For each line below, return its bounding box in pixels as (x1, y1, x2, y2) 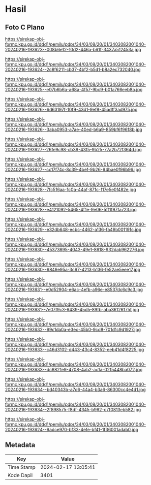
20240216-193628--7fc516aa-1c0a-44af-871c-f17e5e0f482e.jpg (5, 187, 136, 193)
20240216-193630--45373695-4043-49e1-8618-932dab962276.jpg (5, 247, 145, 252)
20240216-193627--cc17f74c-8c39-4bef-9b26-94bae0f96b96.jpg (5, 166, 141, 172)
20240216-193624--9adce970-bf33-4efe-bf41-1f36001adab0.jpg (5, 427, 139, 432)
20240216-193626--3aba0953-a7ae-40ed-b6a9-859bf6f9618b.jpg (5, 127, 143, 132)
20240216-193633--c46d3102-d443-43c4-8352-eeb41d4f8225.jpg (5, 347, 144, 353)
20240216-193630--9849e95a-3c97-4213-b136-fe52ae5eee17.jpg (5, 267, 141, 272)
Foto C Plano (5, 23, 45, 32)
